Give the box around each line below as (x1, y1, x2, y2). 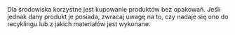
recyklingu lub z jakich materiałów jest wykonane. (7, 20, 151, 28)
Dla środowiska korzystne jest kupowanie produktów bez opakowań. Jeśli (7, 5, 221, 13)
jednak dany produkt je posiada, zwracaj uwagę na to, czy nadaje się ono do (7, 12, 229, 21)
